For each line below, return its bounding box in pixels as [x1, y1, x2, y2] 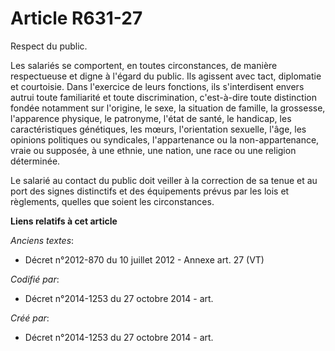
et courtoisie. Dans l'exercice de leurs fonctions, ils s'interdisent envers [10, 80, 305, 92]
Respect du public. [10, 40, 88, 52]
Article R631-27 [10, 7, 143, 30]
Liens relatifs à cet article [10, 215, 118, 227]
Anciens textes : [10, 234, 75, 246]
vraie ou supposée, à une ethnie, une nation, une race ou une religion [10, 144, 297, 156]
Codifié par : [10, 273, 60, 285]
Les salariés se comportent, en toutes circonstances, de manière [10, 59, 278, 71]
